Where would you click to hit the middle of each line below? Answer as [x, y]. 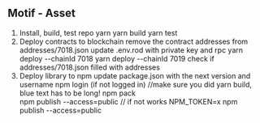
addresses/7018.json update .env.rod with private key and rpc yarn [131, 50]
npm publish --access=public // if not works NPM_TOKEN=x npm [128, 101]
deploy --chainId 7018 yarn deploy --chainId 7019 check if [117, 58]
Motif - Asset [42, 13]
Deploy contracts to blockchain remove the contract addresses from [134, 41]
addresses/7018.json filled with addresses [89, 67]
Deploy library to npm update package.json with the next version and [135, 75]
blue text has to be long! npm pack [77, 93]
